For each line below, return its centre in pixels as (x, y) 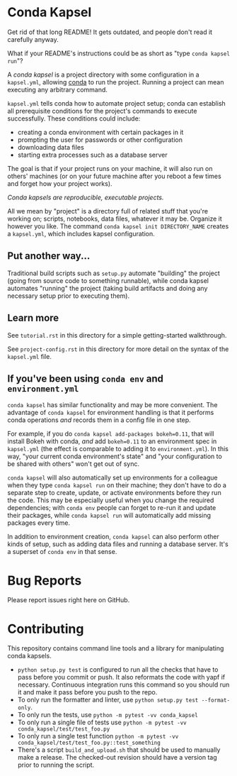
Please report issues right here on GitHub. (69, 600)
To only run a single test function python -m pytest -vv (98, 736)
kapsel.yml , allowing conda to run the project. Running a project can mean (116, 82)
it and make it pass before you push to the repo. (87, 692)
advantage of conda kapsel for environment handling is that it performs (111, 413)
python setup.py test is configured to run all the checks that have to (118, 670)
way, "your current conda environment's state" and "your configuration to (115, 456)
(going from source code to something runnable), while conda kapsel (108, 280)
